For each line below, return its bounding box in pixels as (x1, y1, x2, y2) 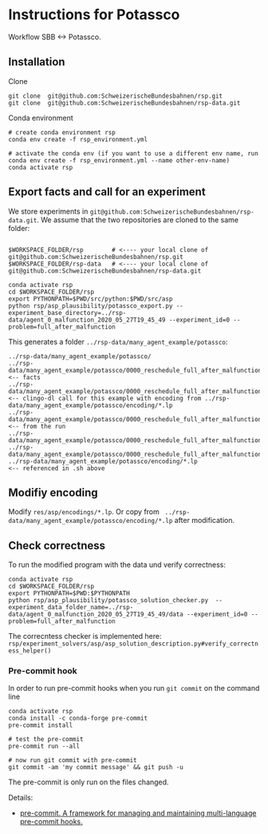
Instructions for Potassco (8, 6, 180, 24)
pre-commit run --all (8, 742, 81, 751)
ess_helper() (8, 647, 52, 655)
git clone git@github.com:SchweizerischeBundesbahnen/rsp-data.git (8, 98, 241, 107)
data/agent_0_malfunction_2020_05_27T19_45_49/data (8, 610, 183, 619)
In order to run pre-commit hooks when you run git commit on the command (8, 684, 260, 693)
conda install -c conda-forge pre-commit (8, 714, 148, 723)
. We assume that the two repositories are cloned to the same (37, 214, 239, 225)
